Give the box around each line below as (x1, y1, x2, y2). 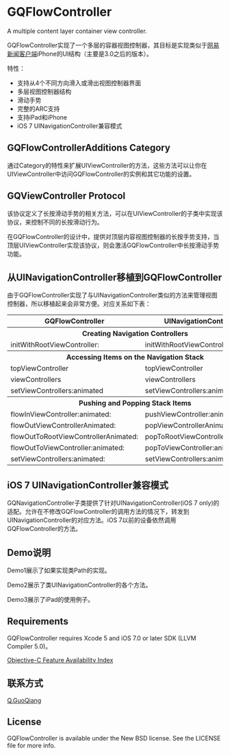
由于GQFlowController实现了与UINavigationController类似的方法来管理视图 (7, 291, 218, 300)
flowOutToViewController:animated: (10, 443, 125, 453)
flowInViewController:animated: (10, 409, 112, 419)
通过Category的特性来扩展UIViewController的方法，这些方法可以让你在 (7, 161, 207, 169)
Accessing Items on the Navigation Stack (66, 352, 204, 362)
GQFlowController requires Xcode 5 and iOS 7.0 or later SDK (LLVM (7, 633, 196, 642)
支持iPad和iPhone (16, 113, 68, 121)
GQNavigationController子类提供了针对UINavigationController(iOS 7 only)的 (7, 499, 220, 507)
